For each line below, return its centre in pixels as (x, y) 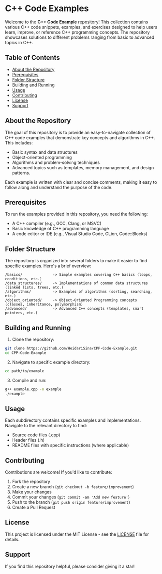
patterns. (21, 173)
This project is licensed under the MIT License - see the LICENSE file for (77, 534)
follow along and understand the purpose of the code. (59, 187)
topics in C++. (19, 42)
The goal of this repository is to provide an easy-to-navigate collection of (78, 132)
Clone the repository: (33, 339)
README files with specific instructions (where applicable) (70, 445)
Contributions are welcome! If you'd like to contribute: (59, 472)
